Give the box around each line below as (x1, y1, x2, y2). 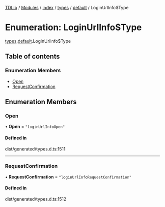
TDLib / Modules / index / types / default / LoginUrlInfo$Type (5, 5, 129, 10)
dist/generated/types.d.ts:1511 (5, 146, 66, 152)
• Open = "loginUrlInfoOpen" (5, 123, 65, 130)
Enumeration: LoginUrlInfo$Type (5, 22, 142, 33)
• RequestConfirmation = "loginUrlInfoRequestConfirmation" (5, 174, 132, 179)
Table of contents (5, 52, 60, 61)
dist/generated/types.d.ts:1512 (5, 196, 67, 202)
